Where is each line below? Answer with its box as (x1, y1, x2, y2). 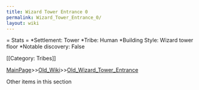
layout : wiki (6, 20, 39, 26)
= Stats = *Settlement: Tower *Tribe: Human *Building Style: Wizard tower (6, 37, 194, 44)
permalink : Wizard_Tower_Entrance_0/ (6, 14, 102, 21)
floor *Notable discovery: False (6, 43, 85, 50)
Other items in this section (6, 78, 72, 85)
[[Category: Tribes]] (6, 55, 56, 62)
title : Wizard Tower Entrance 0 (6, 8, 88, 15)
